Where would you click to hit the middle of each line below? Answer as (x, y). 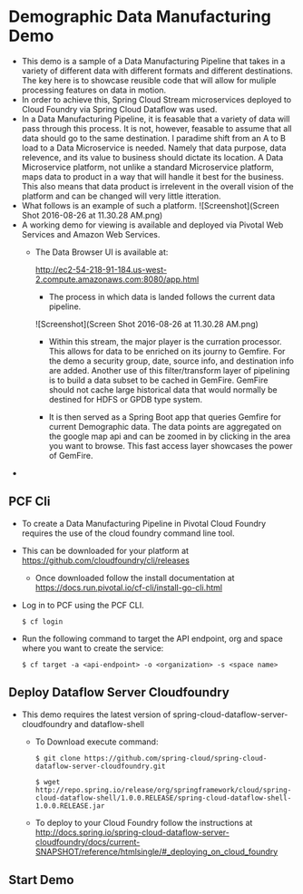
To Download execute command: (97, 742)
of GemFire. (71, 455)
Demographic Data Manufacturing (140, 17)
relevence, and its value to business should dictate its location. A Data (152, 157)
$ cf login (42, 622)
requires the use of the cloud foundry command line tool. (128, 533)
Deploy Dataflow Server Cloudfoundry (119, 692)
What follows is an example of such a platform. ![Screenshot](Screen (150, 205)
